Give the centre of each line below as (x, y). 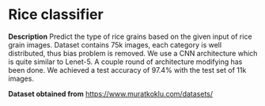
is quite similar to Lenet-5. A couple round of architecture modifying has (125, 62)
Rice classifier (56, 15)
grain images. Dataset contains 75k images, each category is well (115, 44)
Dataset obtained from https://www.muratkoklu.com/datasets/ (111, 93)
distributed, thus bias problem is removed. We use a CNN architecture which (133, 53)
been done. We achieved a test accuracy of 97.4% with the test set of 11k (127, 70)
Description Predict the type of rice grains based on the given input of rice (130, 36)
